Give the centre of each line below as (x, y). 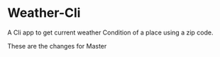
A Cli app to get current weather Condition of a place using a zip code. (110, 32)
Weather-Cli (44, 13)
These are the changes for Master (57, 46)
